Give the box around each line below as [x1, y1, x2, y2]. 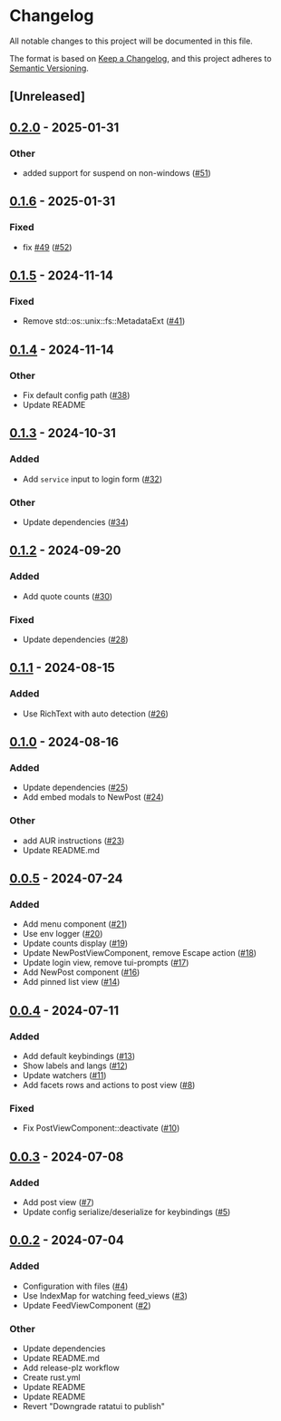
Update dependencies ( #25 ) [22, 782, 129, 793]
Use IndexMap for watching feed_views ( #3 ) [22, 1290, 189, 1301]
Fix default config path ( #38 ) [22, 390, 131, 401]
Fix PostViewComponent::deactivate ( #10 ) [22, 1123, 180, 1134]
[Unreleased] [9, 89, 86, 104]
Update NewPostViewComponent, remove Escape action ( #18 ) [22, 948, 257, 959]
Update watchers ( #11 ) [22, 1070, 107, 1081]
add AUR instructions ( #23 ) [22, 835, 125, 846]
